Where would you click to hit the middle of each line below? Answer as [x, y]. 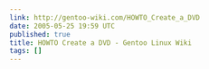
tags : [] [26, 51]
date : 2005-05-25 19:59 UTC [62, 26]
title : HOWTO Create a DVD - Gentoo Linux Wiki [101, 43]
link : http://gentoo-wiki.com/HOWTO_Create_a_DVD [105, 17]
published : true [40, 34]
